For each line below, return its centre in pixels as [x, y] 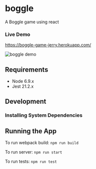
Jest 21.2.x [23, 86]
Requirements [27, 69]
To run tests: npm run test [31, 161]
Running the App [31, 131]
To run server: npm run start [34, 152]
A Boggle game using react [32, 22]
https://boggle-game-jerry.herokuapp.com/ [48, 45]
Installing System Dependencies [44, 115]
